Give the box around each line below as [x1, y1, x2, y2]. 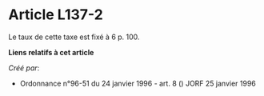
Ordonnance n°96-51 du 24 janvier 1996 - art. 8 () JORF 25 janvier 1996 [19, 78, 256, 88]
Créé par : [8, 62, 40, 73]
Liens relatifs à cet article [8, 47, 94, 57]
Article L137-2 [8, 6, 104, 24]
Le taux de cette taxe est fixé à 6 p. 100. [8, 32, 140, 42]
